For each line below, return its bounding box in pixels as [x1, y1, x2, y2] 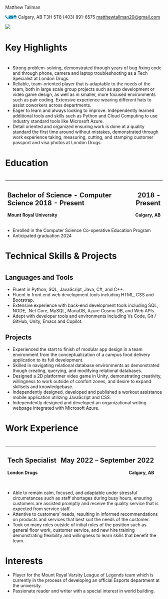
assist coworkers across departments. [12, 102, 91, 108]
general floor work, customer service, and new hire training [12, 527, 135, 533]
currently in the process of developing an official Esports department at [12, 577, 160, 583]
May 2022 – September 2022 [60, 456, 154, 465]
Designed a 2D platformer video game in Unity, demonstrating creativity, [12, 373, 162, 379]
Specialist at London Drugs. [12, 75, 70, 82]
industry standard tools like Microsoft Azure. [12, 118, 104, 125]
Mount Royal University [7, 212, 57, 218]
